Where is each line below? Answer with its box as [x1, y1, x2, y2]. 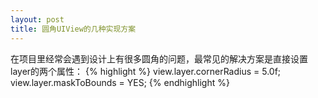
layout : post [10, 14, 65, 25]
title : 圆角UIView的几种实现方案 [10, 24, 137, 34]
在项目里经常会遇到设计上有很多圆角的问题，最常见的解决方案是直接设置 [10, 52, 308, 65]
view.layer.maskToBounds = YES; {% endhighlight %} [10, 76, 230, 88]
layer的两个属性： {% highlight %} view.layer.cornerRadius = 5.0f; [10, 65, 282, 77]
